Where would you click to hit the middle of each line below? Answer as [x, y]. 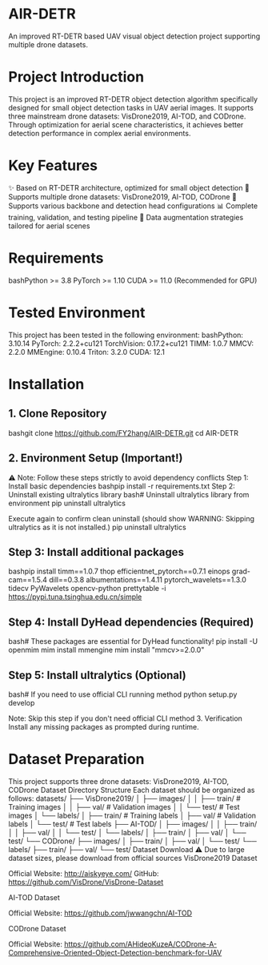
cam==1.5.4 [28, 580]
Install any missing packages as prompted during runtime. [104, 726]
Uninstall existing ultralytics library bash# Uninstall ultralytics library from [129, 494]
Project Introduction [76, 77]
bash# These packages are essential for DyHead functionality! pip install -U [133, 641]
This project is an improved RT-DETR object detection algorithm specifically [133, 99]
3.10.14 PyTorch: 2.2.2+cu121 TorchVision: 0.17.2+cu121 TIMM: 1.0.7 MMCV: [131, 343]
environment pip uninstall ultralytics [67, 503]
